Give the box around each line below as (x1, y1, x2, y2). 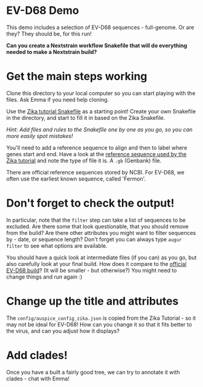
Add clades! (6, 348, 68, 362)
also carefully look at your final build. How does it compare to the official (6, 260, 187, 267)
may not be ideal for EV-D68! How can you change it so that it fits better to (6, 320, 192, 328)
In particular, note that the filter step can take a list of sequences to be (6, 216, 186, 223)
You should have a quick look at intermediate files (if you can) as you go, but (6, 254, 197, 261)
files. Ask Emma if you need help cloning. (6, 96, 109, 103)
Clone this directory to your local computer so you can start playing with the (6, 89, 196, 97)
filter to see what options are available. (6, 242, 108, 249)
